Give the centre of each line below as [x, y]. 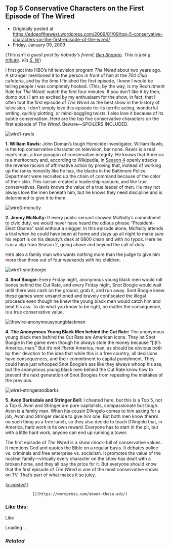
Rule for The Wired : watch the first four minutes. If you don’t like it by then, [83, 92]
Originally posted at [33, 28]
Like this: [17, 507]
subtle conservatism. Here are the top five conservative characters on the [82, 119]
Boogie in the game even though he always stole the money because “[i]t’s [83, 342]
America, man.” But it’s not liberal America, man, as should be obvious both [84, 348]
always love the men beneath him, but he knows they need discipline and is [84, 192]
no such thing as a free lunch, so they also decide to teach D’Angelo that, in [84, 421]
